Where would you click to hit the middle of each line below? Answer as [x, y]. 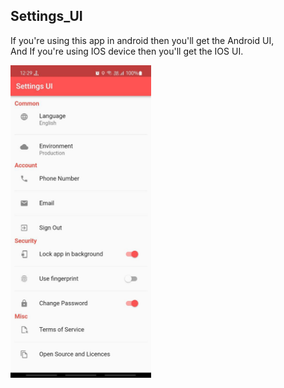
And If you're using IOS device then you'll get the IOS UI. [127, 51]
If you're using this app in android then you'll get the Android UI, [142, 40]
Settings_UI [46, 16]
